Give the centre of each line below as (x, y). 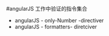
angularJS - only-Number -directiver (59, 20)
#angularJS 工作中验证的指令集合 (47, 9)
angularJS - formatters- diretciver (56, 27)
